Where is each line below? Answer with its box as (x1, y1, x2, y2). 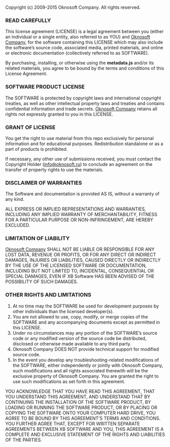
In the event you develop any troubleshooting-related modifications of (12, 357, 159, 363)
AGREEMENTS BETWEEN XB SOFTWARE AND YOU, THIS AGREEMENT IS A (5, 426, 164, 432)
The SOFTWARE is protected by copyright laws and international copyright (5, 95, 161, 101)
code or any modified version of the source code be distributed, (12, 335, 147, 341)
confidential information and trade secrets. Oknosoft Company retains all (5, 106, 157, 112)
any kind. (5, 196, 24, 202)
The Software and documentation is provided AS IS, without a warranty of (5, 191, 160, 197)
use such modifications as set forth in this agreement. (12, 378, 125, 385)
